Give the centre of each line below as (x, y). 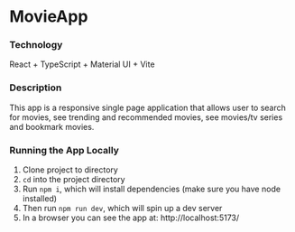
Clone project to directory (70, 170)
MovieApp (49, 17)
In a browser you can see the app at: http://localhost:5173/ (131, 218)
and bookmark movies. (52, 126)
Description (36, 88)
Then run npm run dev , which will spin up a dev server (122, 209)
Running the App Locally (65, 150)
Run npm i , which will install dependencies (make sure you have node (152, 189)
